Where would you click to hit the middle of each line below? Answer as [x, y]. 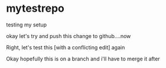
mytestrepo [35, 8]
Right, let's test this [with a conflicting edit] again [66, 47]
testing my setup [27, 25]
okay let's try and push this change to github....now [69, 36]
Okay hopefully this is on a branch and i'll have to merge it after [83, 59]
